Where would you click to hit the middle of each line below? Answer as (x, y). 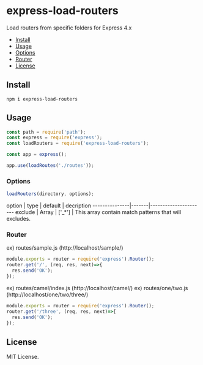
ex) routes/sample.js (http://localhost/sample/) (65, 248)
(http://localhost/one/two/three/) (47, 294)
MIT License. (23, 357)
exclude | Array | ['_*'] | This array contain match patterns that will (98, 212)
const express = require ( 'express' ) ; (54, 138)
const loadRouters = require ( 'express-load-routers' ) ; (78, 144)
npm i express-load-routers (42, 99)
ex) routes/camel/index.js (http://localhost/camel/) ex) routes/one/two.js (97, 288)
